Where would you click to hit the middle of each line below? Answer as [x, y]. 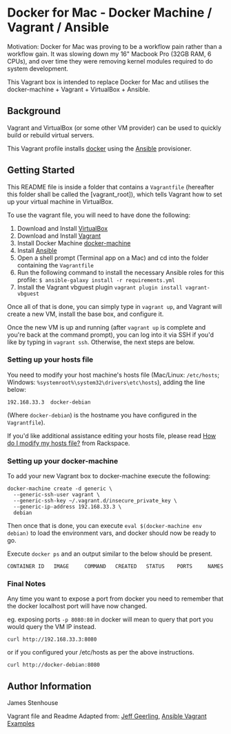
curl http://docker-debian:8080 [53, 665]
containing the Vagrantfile [56, 265]
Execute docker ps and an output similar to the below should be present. [110, 554]
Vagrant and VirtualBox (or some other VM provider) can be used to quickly [114, 128]
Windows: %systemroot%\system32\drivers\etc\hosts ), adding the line [106, 382]
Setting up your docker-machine [63, 461]
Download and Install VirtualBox [62, 228]
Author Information [49, 686]
